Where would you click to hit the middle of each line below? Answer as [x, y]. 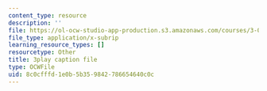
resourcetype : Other [43, 52]
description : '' [35, 23]
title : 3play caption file [53, 60]
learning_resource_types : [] [56, 45]
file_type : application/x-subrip [64, 38]
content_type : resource [48, 15]
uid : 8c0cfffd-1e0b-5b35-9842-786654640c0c [81, 74]
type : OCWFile [32, 67]
